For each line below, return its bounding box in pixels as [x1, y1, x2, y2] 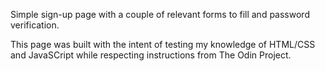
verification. [10, 19, 60, 31]
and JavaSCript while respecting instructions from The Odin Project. [10, 49, 292, 61]
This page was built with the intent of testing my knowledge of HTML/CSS [10, 39, 316, 50]
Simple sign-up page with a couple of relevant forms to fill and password [10, 9, 310, 20]
